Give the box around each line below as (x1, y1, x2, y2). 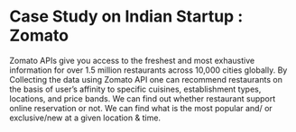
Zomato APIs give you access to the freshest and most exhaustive (9, 55, 255, 66)
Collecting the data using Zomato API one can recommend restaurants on (9, 74, 282, 84)
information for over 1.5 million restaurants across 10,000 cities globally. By (9, 65, 288, 75)
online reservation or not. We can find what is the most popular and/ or (9, 102, 273, 113)
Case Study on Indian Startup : (9, 6, 244, 27)
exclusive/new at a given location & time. (9, 112, 161, 123)
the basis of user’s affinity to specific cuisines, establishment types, (9, 84, 262, 94)
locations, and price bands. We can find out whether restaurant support (9, 92, 276, 104)
